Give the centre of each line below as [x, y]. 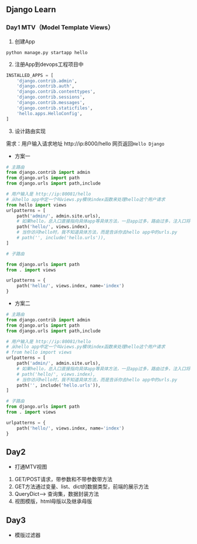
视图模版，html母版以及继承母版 [53, 501]
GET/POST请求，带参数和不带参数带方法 [63, 479]
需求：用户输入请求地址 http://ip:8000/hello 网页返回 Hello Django [85, 143]
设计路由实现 [30, 131]
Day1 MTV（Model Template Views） [60, 28]
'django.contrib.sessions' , [51, 97]
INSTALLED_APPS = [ [30, 75]
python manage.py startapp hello [47, 52]
